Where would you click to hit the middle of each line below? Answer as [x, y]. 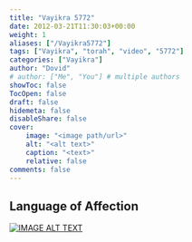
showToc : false [38, 85]
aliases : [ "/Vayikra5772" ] [60, 43]
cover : [22, 128]
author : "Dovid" [40, 69]
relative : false [57, 161]
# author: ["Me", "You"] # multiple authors [95, 77]
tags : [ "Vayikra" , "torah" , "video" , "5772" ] [96, 52]
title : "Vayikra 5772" [52, 18]
